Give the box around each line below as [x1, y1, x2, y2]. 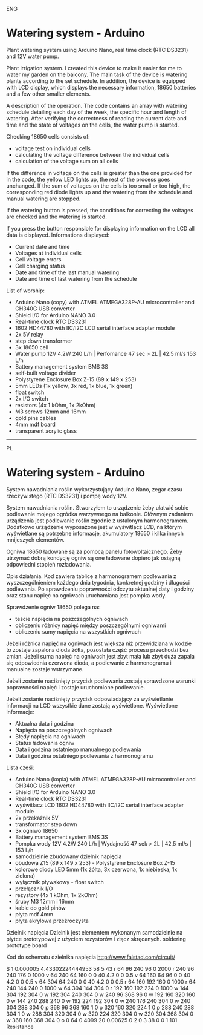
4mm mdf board [14, 421, 56, 428]
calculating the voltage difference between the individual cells [14, 151, 170, 158]
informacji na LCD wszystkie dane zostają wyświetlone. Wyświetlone [6, 701, 178, 709]
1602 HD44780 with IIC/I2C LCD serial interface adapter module [14, 324, 175, 332]
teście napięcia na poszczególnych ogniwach [14, 615, 129, 622]
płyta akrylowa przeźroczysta [14, 917, 89, 924]
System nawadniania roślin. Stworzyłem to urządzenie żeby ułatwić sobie [6, 504, 189, 511]
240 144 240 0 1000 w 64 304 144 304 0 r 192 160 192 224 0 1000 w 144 [6, 984, 189, 991]
